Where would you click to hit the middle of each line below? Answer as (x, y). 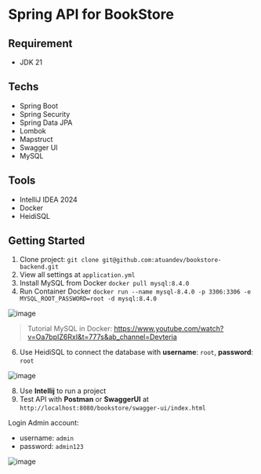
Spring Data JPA (46, 122)
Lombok (33, 130)
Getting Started (47, 241)
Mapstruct (36, 139)
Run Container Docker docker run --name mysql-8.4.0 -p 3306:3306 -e (135, 291)
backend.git (39, 267)
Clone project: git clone (59, 260)
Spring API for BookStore (91, 15)
